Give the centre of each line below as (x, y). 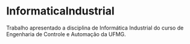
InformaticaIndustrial (60, 11)
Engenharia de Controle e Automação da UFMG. (66, 34)
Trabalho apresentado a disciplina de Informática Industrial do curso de (95, 28)
